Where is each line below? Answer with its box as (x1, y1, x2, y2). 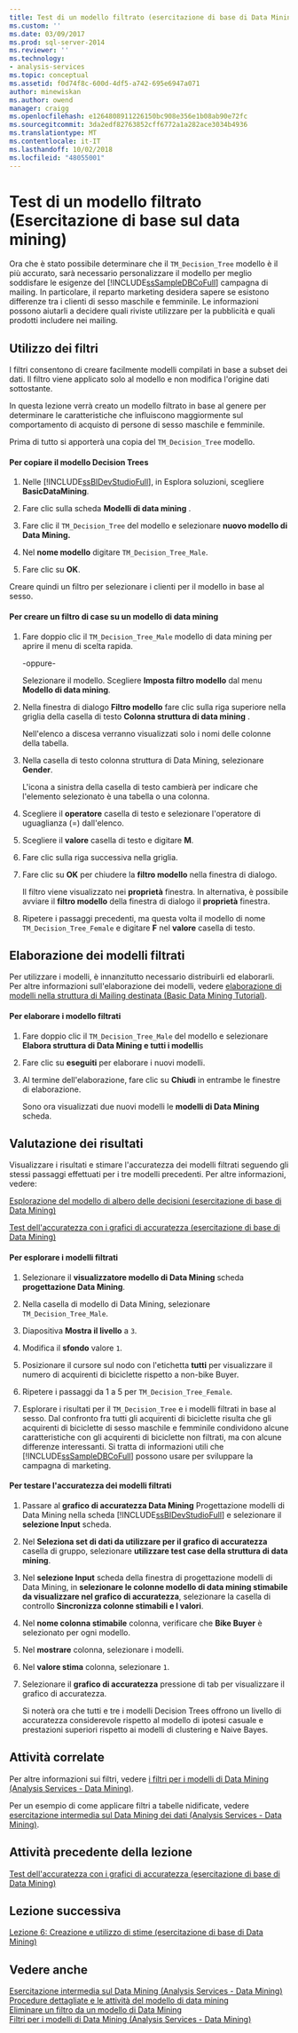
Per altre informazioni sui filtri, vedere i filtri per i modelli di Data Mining (9, 1773, 269, 1784)
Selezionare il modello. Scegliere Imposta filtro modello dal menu (21, 675, 263, 685)
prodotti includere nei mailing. (9, 315, 118, 326)
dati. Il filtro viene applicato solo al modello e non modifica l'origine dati (9, 374, 270, 384)
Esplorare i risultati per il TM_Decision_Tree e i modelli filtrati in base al (21, 1404, 277, 1414)
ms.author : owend (9, 95, 74, 105)
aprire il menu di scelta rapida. (21, 640, 133, 651)
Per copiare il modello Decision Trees (9, 456, 149, 467)
